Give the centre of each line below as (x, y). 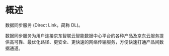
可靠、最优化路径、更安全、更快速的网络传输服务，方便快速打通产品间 (87, 42)
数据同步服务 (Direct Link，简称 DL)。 (44, 25)
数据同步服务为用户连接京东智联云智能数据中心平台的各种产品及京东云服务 (82, 35)
